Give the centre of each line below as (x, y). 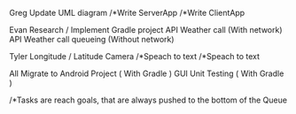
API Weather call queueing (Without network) (92, 39)
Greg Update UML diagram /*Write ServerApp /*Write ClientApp (127, 13)
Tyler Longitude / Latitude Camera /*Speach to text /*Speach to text (134, 56)
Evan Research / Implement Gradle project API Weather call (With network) (146, 30)
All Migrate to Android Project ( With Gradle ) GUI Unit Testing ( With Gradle (147, 73)
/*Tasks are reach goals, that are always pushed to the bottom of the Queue (148, 100)
